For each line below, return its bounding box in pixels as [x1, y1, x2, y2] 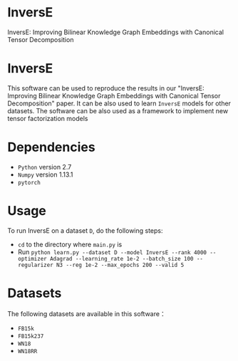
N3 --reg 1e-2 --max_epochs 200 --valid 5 [56, 261, 185, 268]
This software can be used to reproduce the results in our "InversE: [7, 83, 205, 93]
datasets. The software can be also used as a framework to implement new [7, 106, 229, 115]
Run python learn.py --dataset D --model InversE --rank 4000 [17, 247, 207, 256]
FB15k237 [17, 333, 44, 340]
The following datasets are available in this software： [7, 309, 166, 318]
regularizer [17, 261, 53, 268]
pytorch [17, 179, 41, 186]
